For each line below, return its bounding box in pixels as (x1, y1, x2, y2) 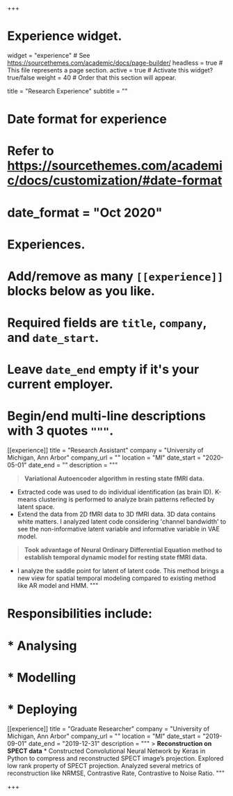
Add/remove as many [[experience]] (7, 268, 224, 284)
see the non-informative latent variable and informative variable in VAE (17, 525, 220, 533)
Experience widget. (7, 29, 122, 44)
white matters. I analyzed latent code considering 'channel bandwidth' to (17, 517, 227, 526)
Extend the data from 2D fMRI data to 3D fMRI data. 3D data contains (17, 510, 216, 519)
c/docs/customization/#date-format (7, 173, 223, 189)
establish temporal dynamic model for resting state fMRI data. (24, 553, 207, 561)
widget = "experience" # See (7, 51, 90, 59)
